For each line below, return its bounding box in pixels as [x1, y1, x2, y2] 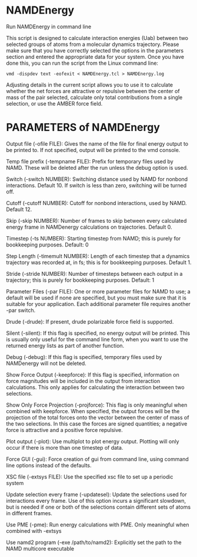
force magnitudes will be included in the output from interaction [6, 377, 161, 384]
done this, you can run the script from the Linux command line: [6, 60, 159, 67]
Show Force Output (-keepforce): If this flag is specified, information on [6, 371, 179, 378]
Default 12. [6, 206, 32, 213]
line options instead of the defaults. [6, 462, 92, 469]
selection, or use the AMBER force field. [6, 100, 103, 107]
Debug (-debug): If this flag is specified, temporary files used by [6, 353, 162, 360]
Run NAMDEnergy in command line [6, 23, 92, 30]
